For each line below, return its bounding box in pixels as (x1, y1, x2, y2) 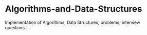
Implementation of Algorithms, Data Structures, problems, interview (5, 19, 140, 25)
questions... (5, 24, 29, 30)
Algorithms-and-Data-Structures (5, 3, 142, 15)
